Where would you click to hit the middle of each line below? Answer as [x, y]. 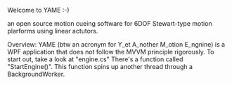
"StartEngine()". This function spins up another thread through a [100, 67]
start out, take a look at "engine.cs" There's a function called [95, 59]
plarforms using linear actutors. [53, 31]
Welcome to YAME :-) [38, 10]
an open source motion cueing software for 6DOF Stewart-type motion [110, 23]
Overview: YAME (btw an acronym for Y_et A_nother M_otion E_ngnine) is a [116, 44]
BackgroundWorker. [36, 74]
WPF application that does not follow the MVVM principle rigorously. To [111, 52]
